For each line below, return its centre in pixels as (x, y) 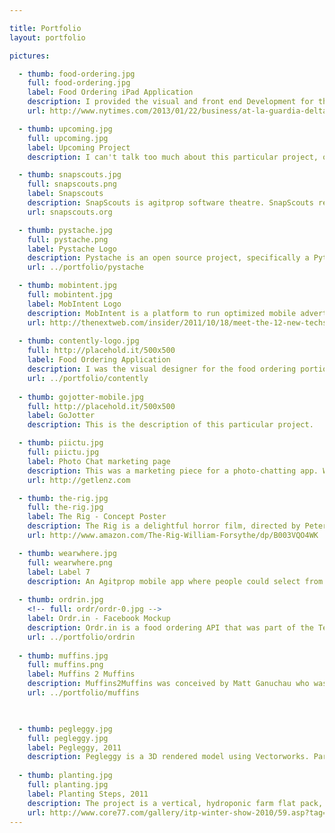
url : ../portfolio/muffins (83, 693)
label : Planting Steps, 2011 (88, 794)
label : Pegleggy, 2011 (74, 747)
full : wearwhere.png (70, 562)
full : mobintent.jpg (70, 295)
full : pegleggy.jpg (68, 738)
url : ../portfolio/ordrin (81, 637)
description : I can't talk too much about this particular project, (173, 157)
